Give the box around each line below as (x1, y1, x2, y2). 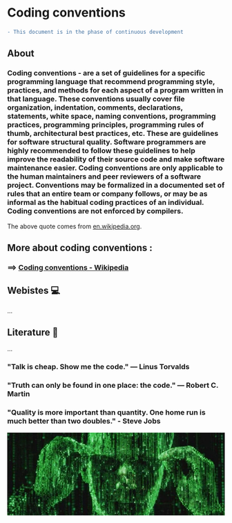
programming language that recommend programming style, (7, 77, 215, 87)
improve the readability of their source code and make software (7, 155, 225, 164)
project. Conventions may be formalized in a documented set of (7, 181, 225, 190)
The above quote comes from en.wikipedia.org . (7, 222, 142, 230)
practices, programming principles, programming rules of (7, 120, 204, 130)
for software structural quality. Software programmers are (7, 137, 206, 147)
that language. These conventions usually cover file (7, 95, 185, 104)
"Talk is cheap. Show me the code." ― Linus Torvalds (7, 362, 190, 372)
